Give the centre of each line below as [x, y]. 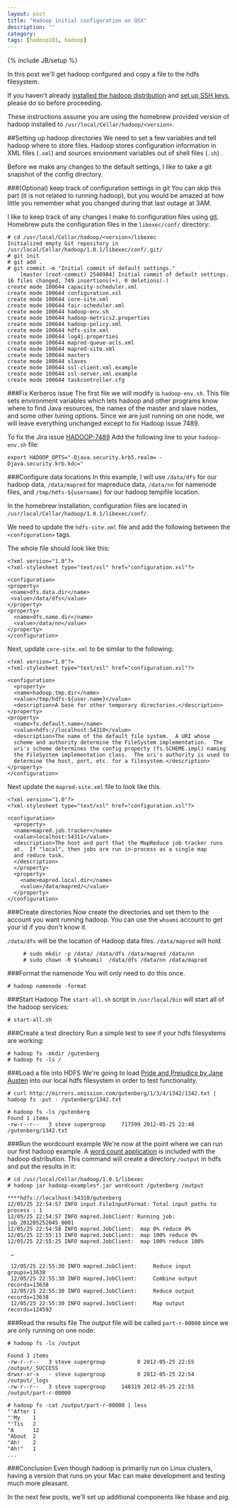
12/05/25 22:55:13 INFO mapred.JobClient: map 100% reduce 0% [103, 1235]
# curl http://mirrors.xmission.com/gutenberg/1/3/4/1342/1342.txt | [112, 1094]
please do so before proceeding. [55, 103]
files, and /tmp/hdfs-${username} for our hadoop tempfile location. [104, 492]
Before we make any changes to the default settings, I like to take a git [110, 167]
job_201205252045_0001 [41, 1223]
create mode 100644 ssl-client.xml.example [73, 368]
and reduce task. [39, 856]
